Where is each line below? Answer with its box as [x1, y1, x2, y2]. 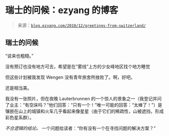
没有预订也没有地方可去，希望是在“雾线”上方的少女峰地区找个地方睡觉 [5, 63, 150, 70]
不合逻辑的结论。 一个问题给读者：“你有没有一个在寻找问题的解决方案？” [5, 125, 156, 131]
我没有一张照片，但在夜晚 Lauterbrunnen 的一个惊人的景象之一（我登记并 [5, 95, 157, 101]
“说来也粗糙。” [5, 52, 34, 58]
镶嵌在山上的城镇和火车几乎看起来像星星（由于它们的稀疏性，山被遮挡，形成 [5, 108, 164, 114]
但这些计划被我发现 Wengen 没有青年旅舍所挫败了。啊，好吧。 [5, 74, 135, 80]
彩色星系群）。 [5, 114, 34, 120]
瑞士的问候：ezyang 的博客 [5, 5, 118, 16]
